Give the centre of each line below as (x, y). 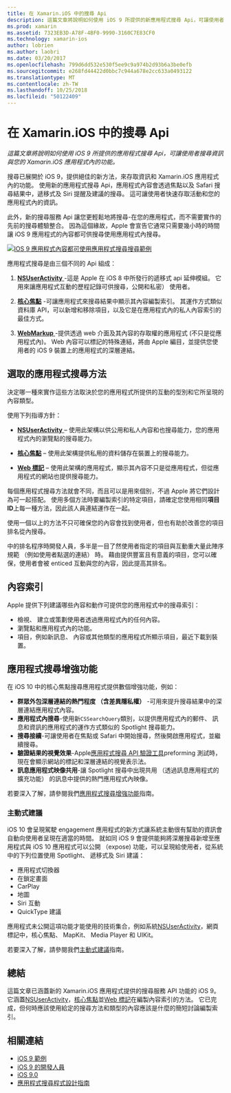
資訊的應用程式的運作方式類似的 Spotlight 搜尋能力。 (104, 728)
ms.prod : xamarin (32, 26)
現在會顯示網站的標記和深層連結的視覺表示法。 (83, 762)
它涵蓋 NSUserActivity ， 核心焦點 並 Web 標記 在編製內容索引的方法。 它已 (109, 999)
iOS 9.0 (27, 1075)
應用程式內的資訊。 (34, 202)
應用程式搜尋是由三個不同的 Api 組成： (62, 263)
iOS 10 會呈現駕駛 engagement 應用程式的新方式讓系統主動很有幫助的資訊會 (115, 829)
